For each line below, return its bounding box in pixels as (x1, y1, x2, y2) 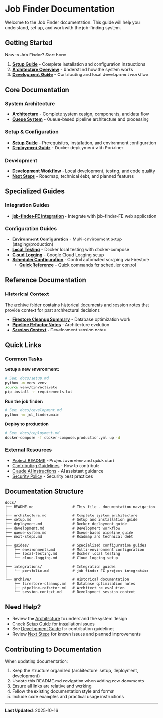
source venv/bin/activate (5, 385, 57, 390)
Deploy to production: (5, 421, 50, 427)
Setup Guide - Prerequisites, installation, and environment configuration (12, 140, 156, 146)
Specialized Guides (5, 187, 65, 196)
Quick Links (5, 341, 42, 349)
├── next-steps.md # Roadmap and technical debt (5, 534, 133, 539)
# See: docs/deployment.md (5, 430, 60, 435)
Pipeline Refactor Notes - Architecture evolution (12, 321, 110, 327)
